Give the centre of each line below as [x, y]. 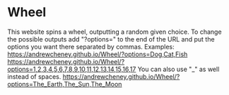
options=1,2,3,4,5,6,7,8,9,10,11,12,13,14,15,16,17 [72, 69]
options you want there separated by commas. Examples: [91, 46]
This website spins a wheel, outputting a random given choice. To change [114, 32]
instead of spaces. [34, 76]
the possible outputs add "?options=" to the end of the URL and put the [111, 39]
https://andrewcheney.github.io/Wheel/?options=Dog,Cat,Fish [98, 54]
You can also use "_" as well [178, 69]
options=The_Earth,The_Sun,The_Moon [65, 84]
